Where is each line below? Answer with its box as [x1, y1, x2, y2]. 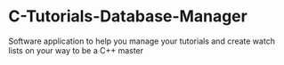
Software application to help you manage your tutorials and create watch [8, 36, 275, 46]
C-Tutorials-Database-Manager [8, 6, 248, 27]
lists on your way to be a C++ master [8, 45, 144, 55]
